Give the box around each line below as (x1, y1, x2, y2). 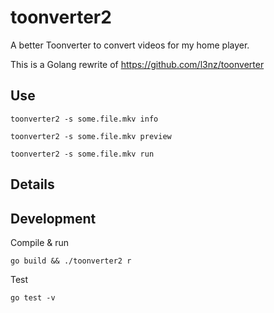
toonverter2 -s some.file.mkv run (10, 149, 155, 159)
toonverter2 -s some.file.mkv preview (10, 131, 172, 141)
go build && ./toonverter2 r (10, 256, 132, 266)
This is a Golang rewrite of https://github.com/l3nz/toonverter (10, 58, 265, 70)
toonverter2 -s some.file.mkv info (10, 114, 159, 124)
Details (10, 176, 55, 193)
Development (10, 210, 97, 227)
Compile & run (10, 236, 70, 248)
